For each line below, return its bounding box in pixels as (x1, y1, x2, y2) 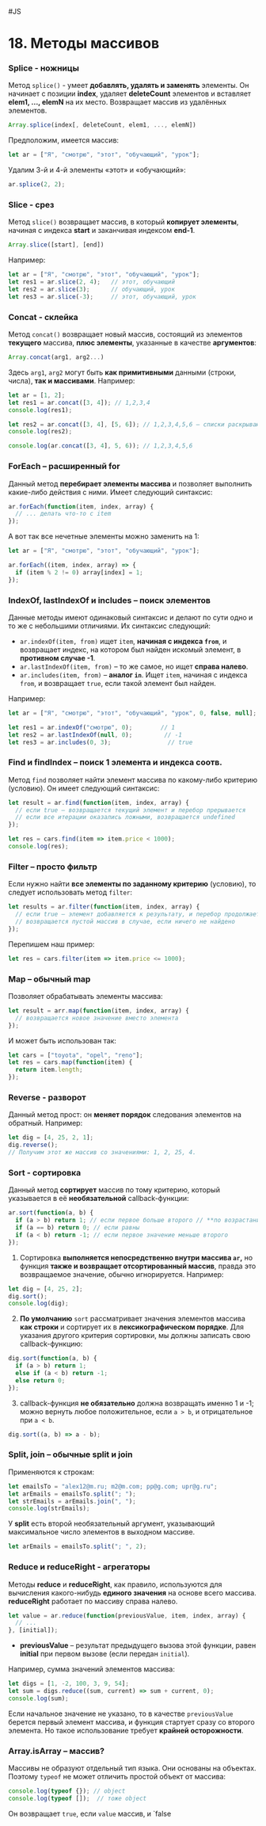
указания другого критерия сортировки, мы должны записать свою (19, 1331, 251, 1340)
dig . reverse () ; (8, 1141, 59, 1149)
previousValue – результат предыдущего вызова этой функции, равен (19, 1641, 256, 1650)
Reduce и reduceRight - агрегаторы (8, 1561, 150, 1572)
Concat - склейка (8, 311, 79, 322)
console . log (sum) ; (8, 1694, 69, 1702)
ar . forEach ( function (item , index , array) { (8, 502, 154, 510)
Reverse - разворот (8, 1092, 86, 1103)
